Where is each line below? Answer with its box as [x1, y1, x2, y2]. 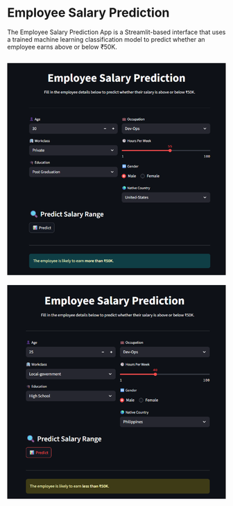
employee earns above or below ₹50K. [7, 42, 118, 51]
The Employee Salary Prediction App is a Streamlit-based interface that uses [7, 28, 226, 36]
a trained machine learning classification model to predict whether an [7, 35, 206, 43]
